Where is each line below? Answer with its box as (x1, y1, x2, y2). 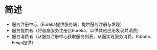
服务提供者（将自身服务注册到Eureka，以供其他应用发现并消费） (11, 27, 142, 33)
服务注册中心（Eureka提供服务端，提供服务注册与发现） (11, 21, 125, 27)
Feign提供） (11, 39, 36, 45)
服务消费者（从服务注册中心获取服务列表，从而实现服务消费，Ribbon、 (11, 33, 155, 39)
